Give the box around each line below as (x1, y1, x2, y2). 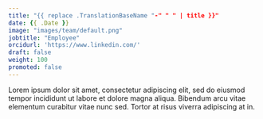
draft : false (8, 48, 52, 56)
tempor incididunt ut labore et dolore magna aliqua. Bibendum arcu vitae (8, 93, 246, 103)
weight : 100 (8, 56, 48, 64)
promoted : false (8, 63, 62, 71)
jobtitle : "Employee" (8, 33, 80, 42)
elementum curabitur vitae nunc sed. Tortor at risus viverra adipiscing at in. (8, 102, 255, 111)
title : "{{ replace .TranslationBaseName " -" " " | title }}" (8, 11, 219, 20)
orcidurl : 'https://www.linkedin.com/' (8, 41, 141, 49)
